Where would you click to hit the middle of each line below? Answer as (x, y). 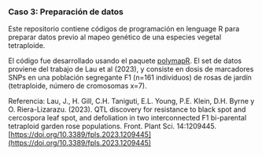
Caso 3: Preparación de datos (66, 12)
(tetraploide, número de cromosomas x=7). (77, 86)
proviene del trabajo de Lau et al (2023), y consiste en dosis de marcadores (131, 69)
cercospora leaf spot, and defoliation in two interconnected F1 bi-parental (127, 118)
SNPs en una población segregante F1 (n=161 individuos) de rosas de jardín (130, 78)
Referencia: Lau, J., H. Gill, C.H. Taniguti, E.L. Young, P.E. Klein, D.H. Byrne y (131, 101)
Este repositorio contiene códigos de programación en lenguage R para (124, 29)
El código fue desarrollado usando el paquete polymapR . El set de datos (125, 61)
